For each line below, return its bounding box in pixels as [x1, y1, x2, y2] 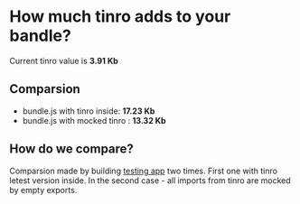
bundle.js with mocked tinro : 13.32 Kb [22, 115, 166, 125]
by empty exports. [9, 184, 78, 195]
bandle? [9, 25, 72, 46]
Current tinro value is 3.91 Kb [9, 55, 119, 66]
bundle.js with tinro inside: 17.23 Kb [22, 106, 155, 116]
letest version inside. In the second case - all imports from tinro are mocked [9, 174, 291, 186]
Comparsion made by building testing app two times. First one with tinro [9, 165, 278, 176]
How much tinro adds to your [9, 6, 231, 27]
